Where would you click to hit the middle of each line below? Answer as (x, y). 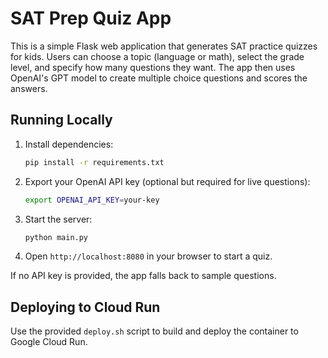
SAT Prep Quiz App (91, 18)
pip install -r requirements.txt (94, 162)
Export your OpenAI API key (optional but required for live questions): (167, 181)
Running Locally (61, 120)
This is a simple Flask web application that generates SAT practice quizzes (164, 46)
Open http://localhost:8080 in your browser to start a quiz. (148, 256)
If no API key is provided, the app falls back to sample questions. (143, 276)
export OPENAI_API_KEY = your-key (92, 200)
